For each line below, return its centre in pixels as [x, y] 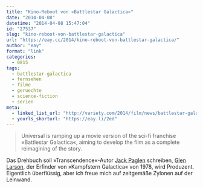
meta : [13, 107]
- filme [21, 85]
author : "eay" [24, 46]
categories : [21, 57]
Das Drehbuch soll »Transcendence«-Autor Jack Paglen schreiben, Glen [96, 160]
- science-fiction [35, 96]
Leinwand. [19, 180]
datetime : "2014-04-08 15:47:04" [48, 23]
